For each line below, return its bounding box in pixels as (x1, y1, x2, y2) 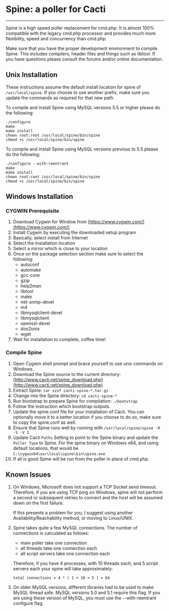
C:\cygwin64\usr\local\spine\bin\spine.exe (13, 451, 106, 456)
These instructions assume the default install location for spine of (6, 84, 141, 90)
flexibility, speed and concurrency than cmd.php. (6, 35, 107, 41)
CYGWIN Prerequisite (6, 207, 60, 214)
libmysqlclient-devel (20, 310, 62, 316)
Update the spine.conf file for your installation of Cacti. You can (13, 409, 144, 415)
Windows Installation (6, 192, 73, 201)
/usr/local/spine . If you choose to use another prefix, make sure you (6, 89, 150, 95)
